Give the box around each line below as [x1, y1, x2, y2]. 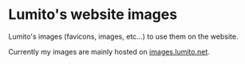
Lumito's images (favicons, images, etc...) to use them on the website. [8, 32, 239, 41]
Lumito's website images [8, 6, 178, 24]
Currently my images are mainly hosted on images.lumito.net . [8, 47, 210, 56]
